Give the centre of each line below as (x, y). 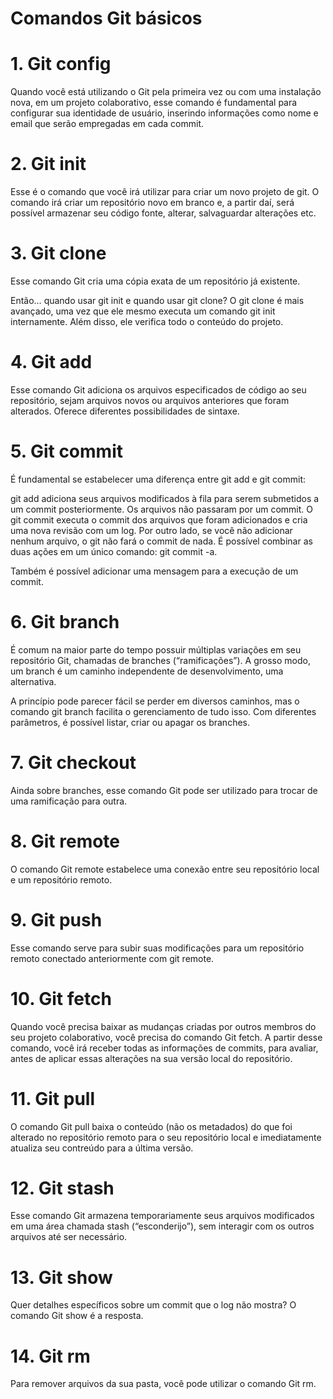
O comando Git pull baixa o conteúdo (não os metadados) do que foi (151, 1126)
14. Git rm (50, 1356)
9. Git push (56, 919)
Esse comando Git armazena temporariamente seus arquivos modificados (162, 1216)
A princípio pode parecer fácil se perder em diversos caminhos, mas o (155, 701)
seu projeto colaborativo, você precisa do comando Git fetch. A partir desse (166, 1037)
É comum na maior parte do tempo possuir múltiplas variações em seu (156, 649)
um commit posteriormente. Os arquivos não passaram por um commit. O (161, 509)
